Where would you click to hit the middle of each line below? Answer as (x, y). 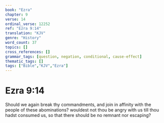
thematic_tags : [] (24, 61)
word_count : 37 (21, 43)
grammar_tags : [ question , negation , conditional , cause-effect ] (73, 56)
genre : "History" (23, 38)
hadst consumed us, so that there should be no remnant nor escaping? (78, 115)
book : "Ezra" (19, 10)
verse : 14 (15, 19)
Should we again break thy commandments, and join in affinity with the (78, 105)
